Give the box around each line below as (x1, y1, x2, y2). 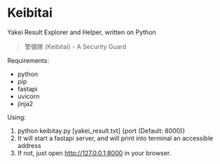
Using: (7, 113, 27, 121)
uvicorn (17, 92, 40, 100)
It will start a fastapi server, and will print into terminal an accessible (17, 134, 214, 142)
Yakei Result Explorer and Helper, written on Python (7, 28, 156, 36)
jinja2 (17, 99, 34, 107)
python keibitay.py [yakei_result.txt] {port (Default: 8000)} (17, 126, 186, 135)
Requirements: (7, 56, 49, 64)
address (17, 141, 41, 149)
